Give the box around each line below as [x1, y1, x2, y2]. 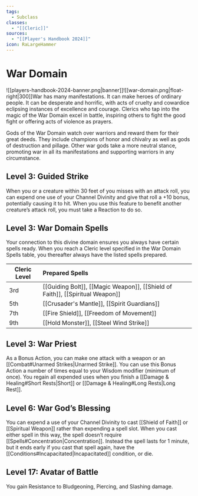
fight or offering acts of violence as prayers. [6, 118, 113, 125]
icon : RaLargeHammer [6, 42, 57, 48]
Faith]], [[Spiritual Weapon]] [42, 290, 121, 298]
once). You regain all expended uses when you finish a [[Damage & [6, 373, 169, 381]
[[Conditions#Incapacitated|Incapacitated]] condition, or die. [6, 450, 154, 458]
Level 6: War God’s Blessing [6, 403, 111, 413]
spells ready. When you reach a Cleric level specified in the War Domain [6, 245, 181, 252]
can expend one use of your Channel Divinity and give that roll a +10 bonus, [6, 193, 190, 201]
